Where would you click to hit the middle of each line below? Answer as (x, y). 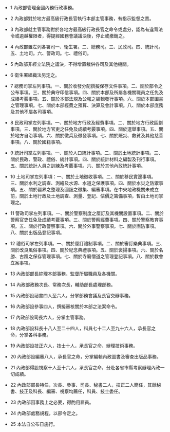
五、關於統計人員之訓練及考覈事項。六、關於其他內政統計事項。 (78, 166)
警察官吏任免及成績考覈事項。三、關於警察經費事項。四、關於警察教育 (84, 220)
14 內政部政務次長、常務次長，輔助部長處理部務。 (63, 285)
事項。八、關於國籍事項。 (37, 142)
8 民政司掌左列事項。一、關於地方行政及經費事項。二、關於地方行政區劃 (87, 123)
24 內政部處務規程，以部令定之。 (45, 413)
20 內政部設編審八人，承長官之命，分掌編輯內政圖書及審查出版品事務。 (86, 357)
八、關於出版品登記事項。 (37, 232)
